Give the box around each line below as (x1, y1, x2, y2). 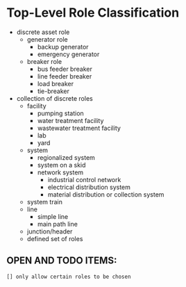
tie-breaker (37, 87, 70, 95)
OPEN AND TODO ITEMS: (6, 255, 117, 267)
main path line (37, 220, 78, 228)
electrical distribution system (47, 183, 131, 191)
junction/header (26, 227, 73, 236)
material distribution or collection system (47, 190, 164, 199)
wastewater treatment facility (37, 124, 121, 132)
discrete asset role (16, 28, 70, 36)
